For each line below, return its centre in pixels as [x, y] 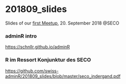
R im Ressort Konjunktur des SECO [48, 60]
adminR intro [21, 36]
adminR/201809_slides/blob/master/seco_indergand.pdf [63, 76]
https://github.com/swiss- [32, 70]
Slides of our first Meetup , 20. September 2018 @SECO [62, 23]
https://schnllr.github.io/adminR [37, 47]
